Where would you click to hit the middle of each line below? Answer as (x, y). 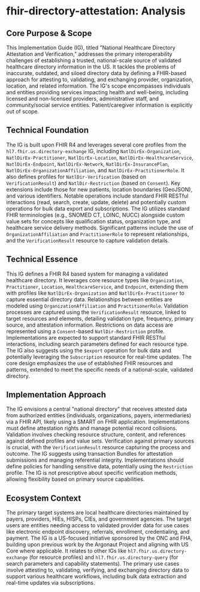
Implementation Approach (56, 395)
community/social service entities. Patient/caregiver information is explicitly (99, 105)
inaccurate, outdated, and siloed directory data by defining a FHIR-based (96, 73)
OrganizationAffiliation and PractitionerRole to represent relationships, (98, 234)
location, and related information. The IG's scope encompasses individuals (98, 86)
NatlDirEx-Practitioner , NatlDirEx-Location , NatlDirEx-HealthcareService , (100, 157)
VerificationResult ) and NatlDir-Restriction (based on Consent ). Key (93, 183)
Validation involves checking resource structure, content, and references (96, 435)
